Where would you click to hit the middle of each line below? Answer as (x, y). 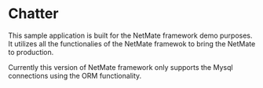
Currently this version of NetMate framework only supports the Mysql (121, 67)
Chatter (33, 14)
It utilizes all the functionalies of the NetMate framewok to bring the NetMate (132, 43)
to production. (31, 52)
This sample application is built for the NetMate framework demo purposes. (130, 35)
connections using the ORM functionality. (75, 75)
